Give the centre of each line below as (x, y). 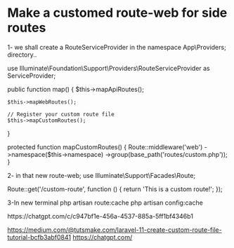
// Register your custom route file (61, 114)
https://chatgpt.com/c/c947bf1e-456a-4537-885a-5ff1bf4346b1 (100, 216)
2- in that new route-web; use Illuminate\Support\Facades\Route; (101, 175)
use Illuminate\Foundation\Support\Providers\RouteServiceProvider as (109, 68)
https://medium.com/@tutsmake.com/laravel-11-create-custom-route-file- (115, 230)
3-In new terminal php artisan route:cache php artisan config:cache (105, 202)
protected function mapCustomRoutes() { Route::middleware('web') (105, 147)
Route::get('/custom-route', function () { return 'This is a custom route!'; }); (115, 189)
